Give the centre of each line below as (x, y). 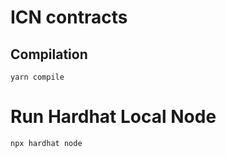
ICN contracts (69, 17)
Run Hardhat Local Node (113, 117)
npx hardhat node (46, 143)
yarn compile (37, 77)
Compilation (49, 54)
